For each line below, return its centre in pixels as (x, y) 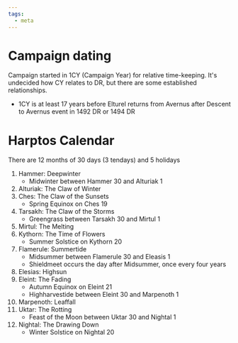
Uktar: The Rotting (45, 310)
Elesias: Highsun (42, 272)
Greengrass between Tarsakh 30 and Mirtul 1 (95, 219)
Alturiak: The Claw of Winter (59, 189)
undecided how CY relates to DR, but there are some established (103, 83)
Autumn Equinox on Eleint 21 (70, 287)
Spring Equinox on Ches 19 (68, 204)
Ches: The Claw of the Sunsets (63, 197)
